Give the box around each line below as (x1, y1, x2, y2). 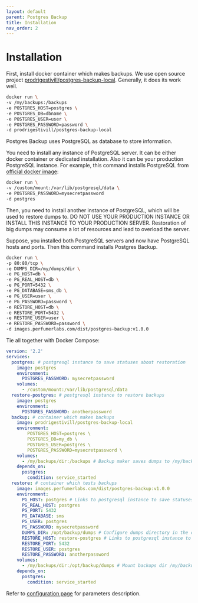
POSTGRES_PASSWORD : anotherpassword (21, 409, 112, 414)
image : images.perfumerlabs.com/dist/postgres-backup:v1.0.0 (16, 485, 170, 491)
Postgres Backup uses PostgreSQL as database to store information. (6, 138, 173, 145)
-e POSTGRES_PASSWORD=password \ (6, 122, 88, 128)
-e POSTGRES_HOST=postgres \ (6, 105, 78, 111)
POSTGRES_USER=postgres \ (27, 442, 91, 448)
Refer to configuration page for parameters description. (6, 589, 141, 597)
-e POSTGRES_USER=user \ (6, 116, 67, 122)
